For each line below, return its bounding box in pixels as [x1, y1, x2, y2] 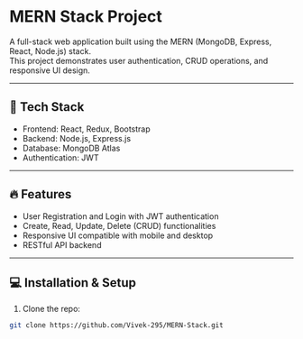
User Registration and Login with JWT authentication [22, 210, 219, 222]
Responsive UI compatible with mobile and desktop [22, 230, 214, 241]
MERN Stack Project [9, 6, 162, 27]
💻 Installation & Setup [9, 275, 137, 290]
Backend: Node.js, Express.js [22, 133, 132, 143]
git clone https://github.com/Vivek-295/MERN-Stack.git [9, 321, 224, 330]
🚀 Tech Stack [9, 99, 85, 115]
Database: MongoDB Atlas [22, 142, 121, 153]
